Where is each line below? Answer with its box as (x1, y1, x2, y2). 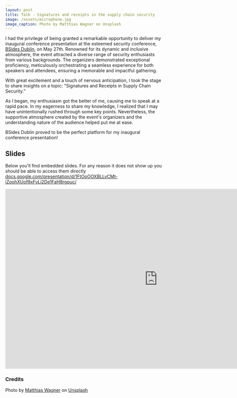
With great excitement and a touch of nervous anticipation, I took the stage (5, 77, 162, 83)
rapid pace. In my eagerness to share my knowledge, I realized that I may (5, 103, 158, 109)
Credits (5, 375, 24, 382)
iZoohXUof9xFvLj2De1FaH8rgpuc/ (5, 179, 77, 185)
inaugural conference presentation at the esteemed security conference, (5, 41, 157, 47)
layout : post (5, 7, 33, 13)
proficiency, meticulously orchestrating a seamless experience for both (5, 62, 154, 68)
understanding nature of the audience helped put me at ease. (5, 119, 133, 125)
